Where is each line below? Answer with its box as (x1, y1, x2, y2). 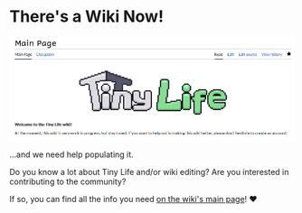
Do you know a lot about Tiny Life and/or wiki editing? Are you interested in (9, 166, 289, 177)
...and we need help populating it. (9, 149, 134, 160)
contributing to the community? (9, 176, 127, 187)
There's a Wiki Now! (9, 6, 165, 27)
